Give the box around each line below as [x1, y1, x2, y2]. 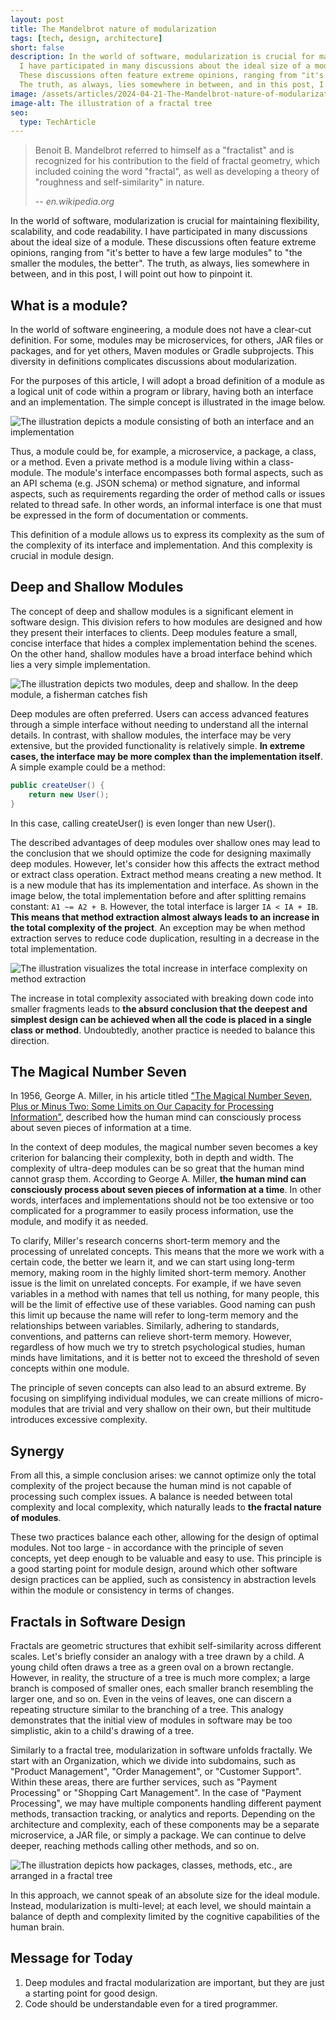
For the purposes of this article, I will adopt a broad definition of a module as [10, 375, 325, 387]
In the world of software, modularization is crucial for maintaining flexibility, [10, 215, 320, 227]
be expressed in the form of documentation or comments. [10, 509, 249, 521]
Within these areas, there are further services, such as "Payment [10, 1776, 278, 1788]
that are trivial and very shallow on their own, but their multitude [48, 1403, 312, 1415]
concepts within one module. [10, 1362, 130, 1375]
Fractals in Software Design [10, 1613, 187, 1630]
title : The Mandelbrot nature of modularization [10, 24, 217, 34]
